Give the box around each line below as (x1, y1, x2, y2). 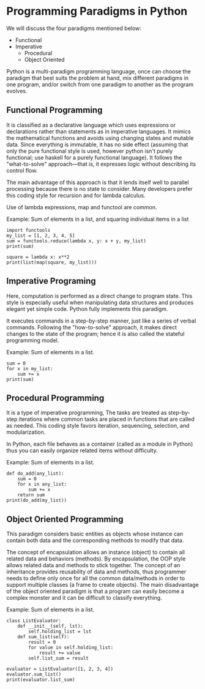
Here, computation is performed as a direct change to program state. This (6, 292, 193, 299)
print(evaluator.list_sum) (6, 677, 75, 683)
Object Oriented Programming (6, 514, 124, 524)
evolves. (6, 87, 28, 94)
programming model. (6, 337, 59, 344)
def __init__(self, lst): (17, 623, 84, 630)
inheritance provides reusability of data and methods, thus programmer (6, 568, 187, 576)
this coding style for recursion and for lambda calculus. (6, 192, 146, 199)
